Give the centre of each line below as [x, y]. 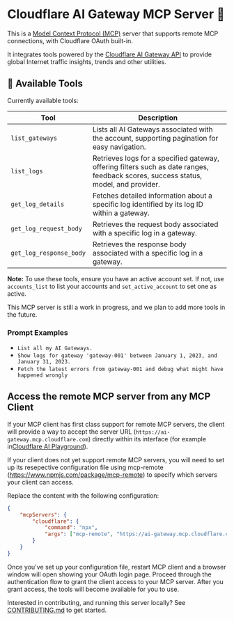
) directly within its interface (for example [147, 439]
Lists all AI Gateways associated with [153, 129]
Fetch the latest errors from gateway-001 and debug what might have [120, 369]
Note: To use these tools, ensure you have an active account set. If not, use [116, 278]
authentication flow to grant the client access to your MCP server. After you [116, 581]
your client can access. [41, 482]
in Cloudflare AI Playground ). [48, 446]
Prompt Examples [38, 332]
